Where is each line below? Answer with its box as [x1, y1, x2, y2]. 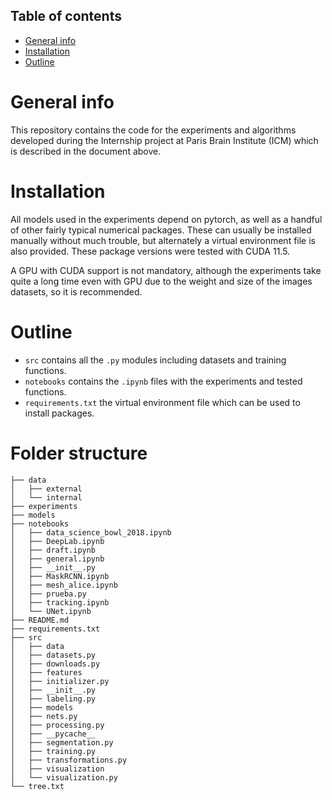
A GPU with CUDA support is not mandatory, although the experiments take [10, 264, 322, 276]
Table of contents [10, 8, 122, 25]
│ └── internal [10, 492, 83, 503]
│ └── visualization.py [10, 772, 118, 783]
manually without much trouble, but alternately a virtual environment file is [10, 234, 316, 246]
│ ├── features [10, 667, 83, 678]
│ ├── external [10, 484, 83, 494]
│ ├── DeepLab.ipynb [10, 536, 105, 546]
